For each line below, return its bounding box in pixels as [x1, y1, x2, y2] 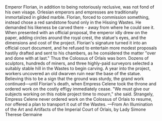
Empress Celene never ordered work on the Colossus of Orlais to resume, [5, 96, 153, 102]
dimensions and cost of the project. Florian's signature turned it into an [5, 40, 147, 45]
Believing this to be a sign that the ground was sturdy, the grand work [5, 76, 144, 81]
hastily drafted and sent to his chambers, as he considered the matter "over [5, 50, 156, 56]
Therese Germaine [5, 112, 43, 117]
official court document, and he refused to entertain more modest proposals [5, 45, 157, 51]
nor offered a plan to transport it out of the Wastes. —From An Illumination [5, 101, 153, 107]
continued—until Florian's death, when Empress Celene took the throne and [5, 81, 157, 86]
